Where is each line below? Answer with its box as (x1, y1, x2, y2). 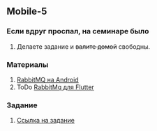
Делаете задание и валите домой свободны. (16, 42, 151, 51)
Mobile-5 (6, 6, 47, 17)
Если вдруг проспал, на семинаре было (6, 26, 149, 36)
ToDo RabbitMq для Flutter (16, 83, 95, 91)
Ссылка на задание (16, 116, 75, 125)
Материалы (6, 59, 49, 69)
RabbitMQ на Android (16, 75, 79, 84)
